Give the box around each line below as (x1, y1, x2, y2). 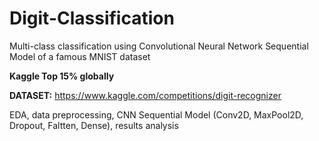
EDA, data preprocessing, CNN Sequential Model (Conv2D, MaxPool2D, (9, 108, 304, 121)
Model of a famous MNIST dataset (9, 50, 151, 62)
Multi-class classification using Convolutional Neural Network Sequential (9, 40, 309, 52)
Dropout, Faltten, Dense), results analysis (9, 119, 179, 131)
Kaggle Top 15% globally (9, 70, 115, 82)
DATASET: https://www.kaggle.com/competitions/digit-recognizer (9, 89, 282, 101)
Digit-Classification (9, 7, 175, 30)
